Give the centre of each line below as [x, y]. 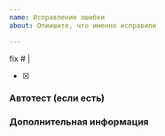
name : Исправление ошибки [57, 17]
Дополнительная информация [79, 122]
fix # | [20, 58]
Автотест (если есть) [57, 98]
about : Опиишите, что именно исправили [83, 26]
